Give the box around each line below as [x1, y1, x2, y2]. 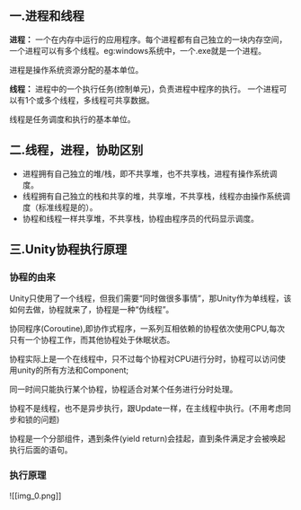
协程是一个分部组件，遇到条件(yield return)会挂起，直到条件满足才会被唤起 [9, 434, 286, 444]
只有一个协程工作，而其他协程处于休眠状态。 [9, 335, 175, 346]
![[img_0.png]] [9, 490, 62, 501]
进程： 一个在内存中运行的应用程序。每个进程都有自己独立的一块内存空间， [9, 34, 288, 45]
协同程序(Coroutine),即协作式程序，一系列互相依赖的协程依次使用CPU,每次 [9, 323, 286, 334]
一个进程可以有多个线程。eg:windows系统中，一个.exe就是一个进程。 [9, 45, 267, 56]
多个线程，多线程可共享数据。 [43, 94, 155, 105]
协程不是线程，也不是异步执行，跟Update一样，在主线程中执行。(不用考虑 [9, 403, 284, 414]
